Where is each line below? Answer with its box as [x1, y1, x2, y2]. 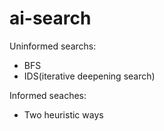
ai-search [9, 7, 92, 30]
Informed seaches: [9, 89, 87, 101]
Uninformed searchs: [9, 40, 97, 52]
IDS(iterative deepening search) [23, 70, 156, 82]
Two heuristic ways [23, 108, 104, 121]
